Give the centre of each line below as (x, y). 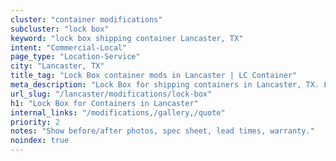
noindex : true (40, 141)
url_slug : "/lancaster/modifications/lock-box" (111, 94)
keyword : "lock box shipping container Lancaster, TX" (127, 38)
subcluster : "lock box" (60, 29)
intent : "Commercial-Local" (69, 47)
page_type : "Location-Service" (75, 57)
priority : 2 (35, 122)
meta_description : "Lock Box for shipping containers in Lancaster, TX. (165, 85)
